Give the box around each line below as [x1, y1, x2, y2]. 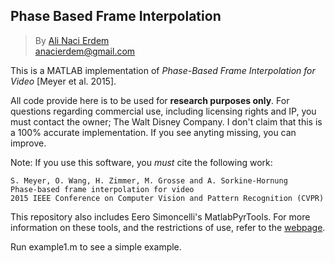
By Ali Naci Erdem [34, 34, 110, 46]
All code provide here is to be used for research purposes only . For [10, 94, 290, 106]
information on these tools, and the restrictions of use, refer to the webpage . [10, 221, 326, 233]
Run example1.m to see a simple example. [10, 240, 182, 253]
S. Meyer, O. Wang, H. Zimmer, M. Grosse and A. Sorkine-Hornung [10, 175, 288, 186]
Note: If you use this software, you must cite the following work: [10, 156, 273, 168]
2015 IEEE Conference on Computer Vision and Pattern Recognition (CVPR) [10, 193, 325, 203]
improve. [10, 137, 47, 149]
